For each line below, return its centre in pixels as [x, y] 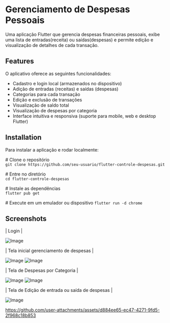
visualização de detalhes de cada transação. [52, 45]
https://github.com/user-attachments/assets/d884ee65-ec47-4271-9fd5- [83, 310]
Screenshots [26, 219]
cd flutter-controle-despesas [37, 179]
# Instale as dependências [33, 188]
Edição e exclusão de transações [47, 100]
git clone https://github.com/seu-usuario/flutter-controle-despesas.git [85, 164]
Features [20, 61]
